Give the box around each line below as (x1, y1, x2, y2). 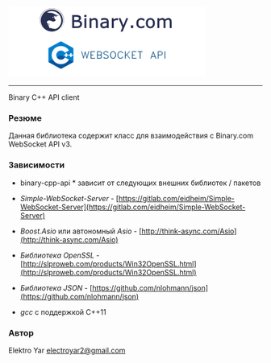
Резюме (8, 112, 42, 123)
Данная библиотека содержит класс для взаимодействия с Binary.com (8, 131, 254, 141)
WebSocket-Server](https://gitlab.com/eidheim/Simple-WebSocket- (19, 202, 246, 212)
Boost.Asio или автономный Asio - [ (19, 226, 142, 236)
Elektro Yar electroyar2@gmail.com (8, 345, 126, 355)
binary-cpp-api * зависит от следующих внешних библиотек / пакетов (19, 178, 261, 188)
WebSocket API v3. (8, 139, 73, 149)
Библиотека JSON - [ (19, 283, 93, 292)
